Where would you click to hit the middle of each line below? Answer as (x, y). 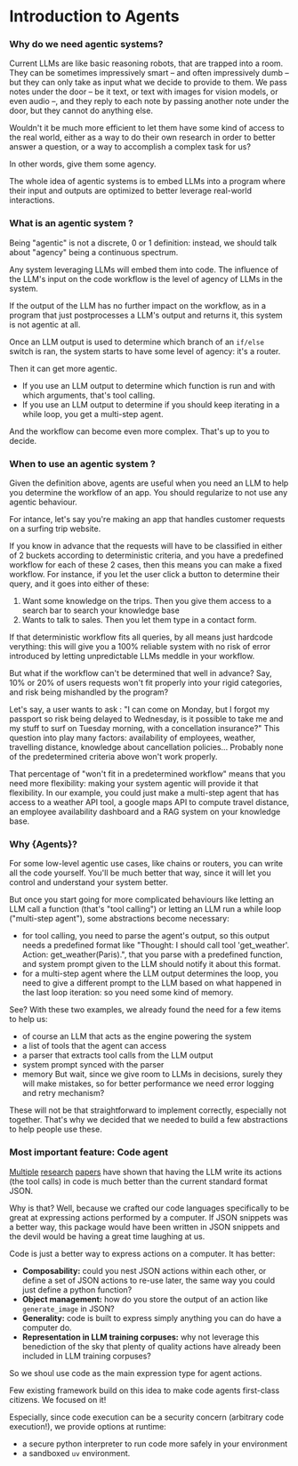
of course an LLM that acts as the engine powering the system (137, 1036)
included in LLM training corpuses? (86, 1356)
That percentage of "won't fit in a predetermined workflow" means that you (148, 774)
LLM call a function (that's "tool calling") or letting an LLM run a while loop (145, 909)
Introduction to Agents (94, 16)
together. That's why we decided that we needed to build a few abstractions (149, 1120)
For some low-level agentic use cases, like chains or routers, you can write (146, 864)
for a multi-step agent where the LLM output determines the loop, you (150, 974)
